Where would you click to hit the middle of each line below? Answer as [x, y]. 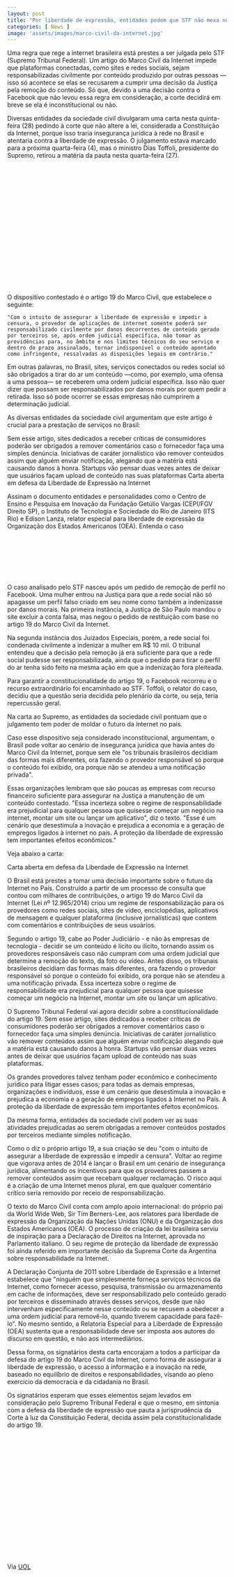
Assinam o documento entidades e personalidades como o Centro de [107, 497]
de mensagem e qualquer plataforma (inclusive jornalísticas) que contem [112, 918]
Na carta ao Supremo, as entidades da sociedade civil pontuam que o [107, 717]
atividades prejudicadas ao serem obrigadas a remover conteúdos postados [117, 1128]
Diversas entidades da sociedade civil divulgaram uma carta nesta [102, 119]
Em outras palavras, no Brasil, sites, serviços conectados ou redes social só [116, 367]
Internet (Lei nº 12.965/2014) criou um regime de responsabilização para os [116, 903]
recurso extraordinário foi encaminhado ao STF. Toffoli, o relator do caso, [112, 689]
